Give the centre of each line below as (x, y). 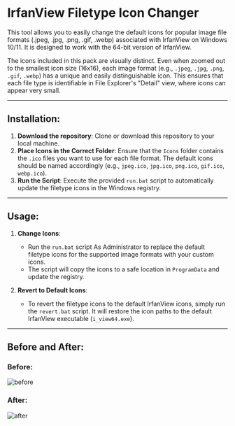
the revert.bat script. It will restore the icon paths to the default (120, 311)
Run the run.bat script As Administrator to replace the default (116, 247)
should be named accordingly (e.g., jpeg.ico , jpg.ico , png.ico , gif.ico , (121, 165)
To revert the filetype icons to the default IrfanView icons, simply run (127, 304)
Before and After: (45, 347)
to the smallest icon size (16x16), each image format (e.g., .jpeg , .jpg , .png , (116, 68)
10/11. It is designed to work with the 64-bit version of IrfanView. (99, 47)
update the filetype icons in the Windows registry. (89, 187)
